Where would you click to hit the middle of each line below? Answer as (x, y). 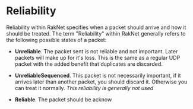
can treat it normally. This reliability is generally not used (84, 88)
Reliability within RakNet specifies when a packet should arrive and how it (96, 27)
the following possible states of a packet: (56, 40)
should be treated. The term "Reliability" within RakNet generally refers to (96, 33)
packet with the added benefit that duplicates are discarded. (89, 64)
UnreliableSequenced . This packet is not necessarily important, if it (98, 75)
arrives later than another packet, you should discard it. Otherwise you (101, 82)
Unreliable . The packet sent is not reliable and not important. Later (96, 51)
